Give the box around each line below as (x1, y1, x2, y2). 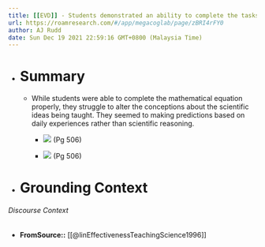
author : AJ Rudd (8, 26, 62, 34)
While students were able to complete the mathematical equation (31, 94, 243, 103)
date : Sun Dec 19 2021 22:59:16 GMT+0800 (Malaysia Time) (8, 33, 203, 42)
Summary (19, 68, 85, 85)
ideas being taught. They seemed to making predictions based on (31, 110, 245, 120)
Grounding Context (19, 179, 148, 197)
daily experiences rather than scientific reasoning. (31, 119, 195, 129)
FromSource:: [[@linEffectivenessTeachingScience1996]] (19, 230, 207, 239)
